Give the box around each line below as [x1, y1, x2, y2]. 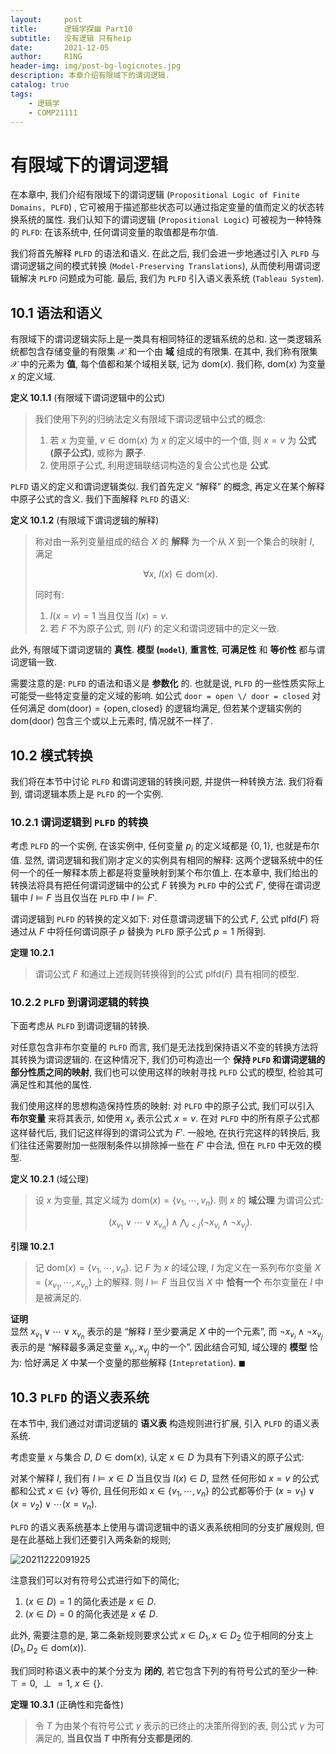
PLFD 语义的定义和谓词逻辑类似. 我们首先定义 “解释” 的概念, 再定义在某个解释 [10, 481, 325, 493]
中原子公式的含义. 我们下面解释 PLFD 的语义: [10, 493, 190, 505]
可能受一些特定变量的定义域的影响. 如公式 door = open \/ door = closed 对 [10, 690, 322, 702]
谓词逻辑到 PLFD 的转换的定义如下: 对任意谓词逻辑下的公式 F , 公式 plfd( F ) [10, 913, 309, 925]
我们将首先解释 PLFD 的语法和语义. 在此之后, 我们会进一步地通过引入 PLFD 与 [10, 247, 320, 260]
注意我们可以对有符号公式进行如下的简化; [10, 1574, 180, 1586]
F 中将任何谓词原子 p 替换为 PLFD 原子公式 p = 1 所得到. [38, 926, 266, 938]
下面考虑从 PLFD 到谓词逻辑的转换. [10, 1020, 150, 1032]
